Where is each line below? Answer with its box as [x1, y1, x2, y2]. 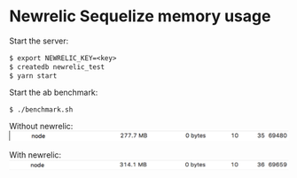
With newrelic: [9, 149, 62, 160]
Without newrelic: [9, 120, 74, 131]
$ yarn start [9, 71, 58, 81]
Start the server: [9, 35, 69, 46]
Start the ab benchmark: [9, 87, 98, 97]
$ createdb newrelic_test [9, 62, 105, 72]
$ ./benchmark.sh [9, 104, 74, 114]
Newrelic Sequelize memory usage [9, 6, 271, 27]
